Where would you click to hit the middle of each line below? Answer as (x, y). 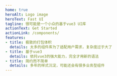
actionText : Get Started (31, 28)
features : (16, 38)
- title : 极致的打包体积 (28, 42)
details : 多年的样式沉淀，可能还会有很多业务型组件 (57, 65)
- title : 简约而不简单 (27, 61)
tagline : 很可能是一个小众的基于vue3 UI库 (46, 24)
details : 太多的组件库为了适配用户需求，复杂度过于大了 (61, 47)
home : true (17, 10)
